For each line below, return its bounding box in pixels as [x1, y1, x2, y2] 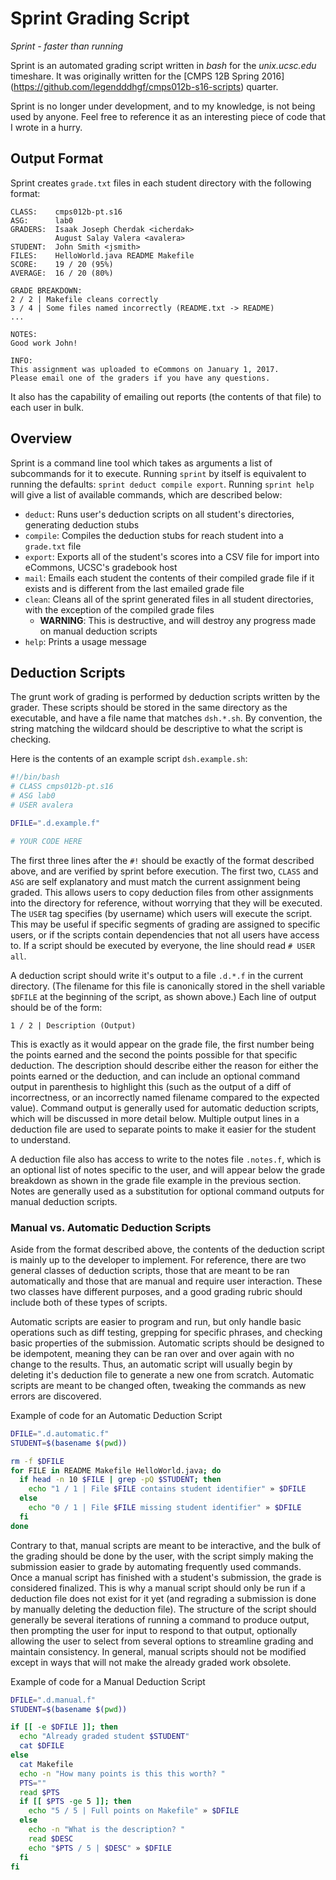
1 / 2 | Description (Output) [10, 1020, 137, 1031]
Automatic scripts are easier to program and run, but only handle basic [10, 1315, 302, 1327]
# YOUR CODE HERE [10, 836, 83, 846]
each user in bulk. [10, 401, 84, 413]
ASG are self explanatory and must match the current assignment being [10, 875, 301, 887]
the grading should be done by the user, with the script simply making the [10, 1550, 314, 1562]
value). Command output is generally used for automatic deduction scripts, [10, 1102, 320, 1114]
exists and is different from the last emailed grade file [24, 582, 245, 594]
